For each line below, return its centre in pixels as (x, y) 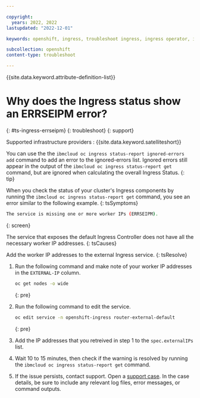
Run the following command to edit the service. (73, 306)
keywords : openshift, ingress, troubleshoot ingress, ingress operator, (98, 39)
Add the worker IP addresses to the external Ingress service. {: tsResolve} (97, 254)
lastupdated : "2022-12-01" (40, 28)
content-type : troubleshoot (41, 55)
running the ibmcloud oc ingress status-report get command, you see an (98, 197)
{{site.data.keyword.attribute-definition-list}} (61, 77)
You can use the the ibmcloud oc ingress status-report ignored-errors (95, 153)
